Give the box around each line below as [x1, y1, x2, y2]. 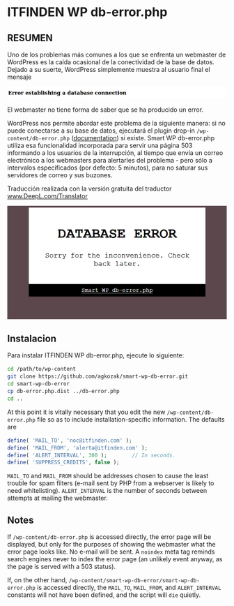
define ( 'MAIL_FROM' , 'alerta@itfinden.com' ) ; [7, 444, 148, 451]
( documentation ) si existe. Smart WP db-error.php [71, 133, 215, 142]
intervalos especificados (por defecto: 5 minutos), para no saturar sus [7, 163, 208, 172]
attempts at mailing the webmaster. [7, 494, 108, 503]
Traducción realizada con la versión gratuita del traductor [7, 184, 172, 193]
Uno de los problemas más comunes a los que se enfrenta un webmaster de [7, 50, 226, 59]
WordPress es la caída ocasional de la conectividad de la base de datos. [7, 58, 214, 66]
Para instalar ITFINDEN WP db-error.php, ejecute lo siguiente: [7, 351, 185, 360]
